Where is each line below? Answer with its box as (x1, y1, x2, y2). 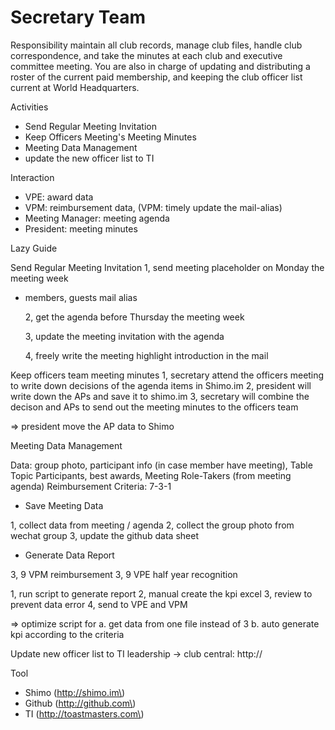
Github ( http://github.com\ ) (24, 697, 137, 709)
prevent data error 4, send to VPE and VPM (10, 598, 188, 610)
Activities (10, 101, 49, 113)
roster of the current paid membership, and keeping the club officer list (10, 71, 303, 83)
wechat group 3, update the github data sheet (10, 529, 199, 541)
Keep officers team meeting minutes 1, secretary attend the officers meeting (10, 369, 325, 381)
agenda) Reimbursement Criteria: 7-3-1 (10, 480, 172, 492)
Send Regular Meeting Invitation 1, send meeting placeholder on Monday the (10, 261, 325, 273)
